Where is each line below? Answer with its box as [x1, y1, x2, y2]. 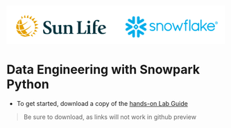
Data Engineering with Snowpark [6, 62, 200, 77]
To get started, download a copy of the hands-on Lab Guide [16, 99, 188, 107]
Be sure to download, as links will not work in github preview [23, 113, 197, 121]
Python [6, 76, 49, 92]
